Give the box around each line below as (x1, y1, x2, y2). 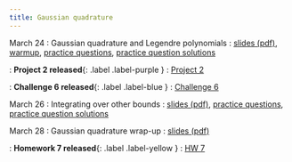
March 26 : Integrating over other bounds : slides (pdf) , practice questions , (9, 99, 284, 109)
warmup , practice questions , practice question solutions (9, 46, 216, 58)
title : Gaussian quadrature (9, 12, 114, 22)
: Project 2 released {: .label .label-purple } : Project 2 (9, 64, 205, 75)
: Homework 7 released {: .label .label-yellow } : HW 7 (9, 142, 206, 153)
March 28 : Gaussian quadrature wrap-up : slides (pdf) (9, 126, 210, 136)
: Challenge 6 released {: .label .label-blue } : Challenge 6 (9, 81, 220, 92)
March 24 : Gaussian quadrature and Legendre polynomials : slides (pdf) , (9, 37, 278, 48)
